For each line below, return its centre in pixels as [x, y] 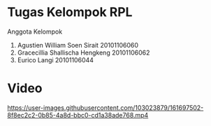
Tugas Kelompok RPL [70, 12]
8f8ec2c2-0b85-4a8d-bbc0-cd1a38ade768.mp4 [78, 115]
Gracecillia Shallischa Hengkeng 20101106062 [83, 52]
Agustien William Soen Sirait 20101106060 [78, 45]
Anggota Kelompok [35, 31]
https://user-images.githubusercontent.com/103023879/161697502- [105, 107]
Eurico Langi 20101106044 [56, 59]
